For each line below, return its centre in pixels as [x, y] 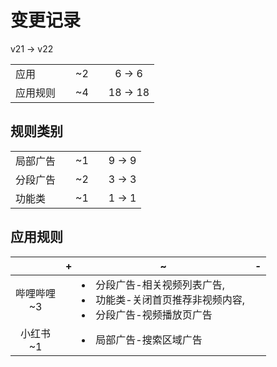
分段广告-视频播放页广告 [154, 314]
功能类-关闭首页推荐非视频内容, [170, 299]
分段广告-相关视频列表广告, [160, 284]
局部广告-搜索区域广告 [149, 339]
